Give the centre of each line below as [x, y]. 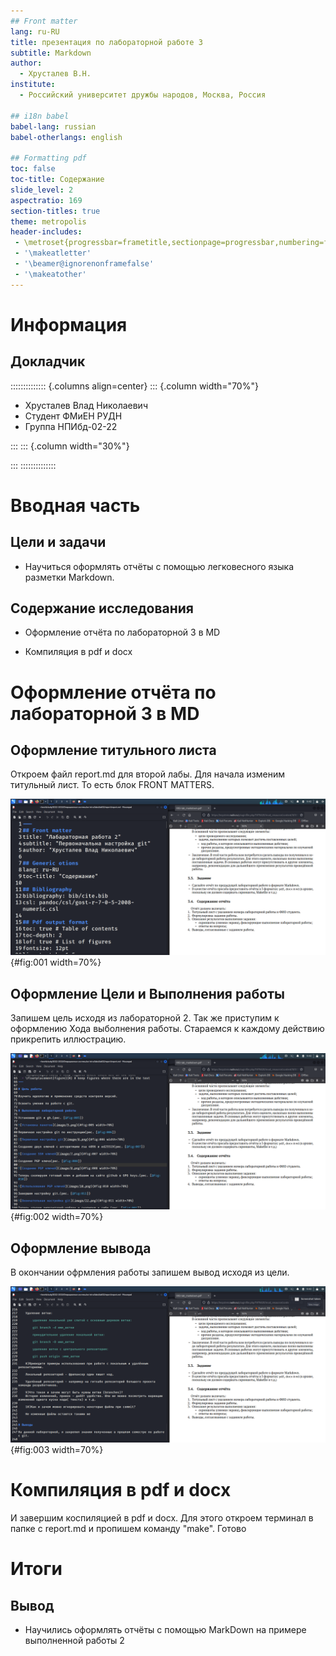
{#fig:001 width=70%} [56, 962]
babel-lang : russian [53, 126]
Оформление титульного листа [113, 750]
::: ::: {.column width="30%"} [70, 446]
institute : [33, 85]
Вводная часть [75, 505]
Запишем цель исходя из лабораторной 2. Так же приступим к [145, 1018]
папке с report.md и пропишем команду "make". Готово [128, 1529]
